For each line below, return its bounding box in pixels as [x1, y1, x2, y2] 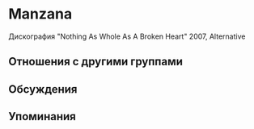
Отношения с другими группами [8, 55, 184, 69]
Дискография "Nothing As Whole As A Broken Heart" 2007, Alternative [8, 31, 246, 41]
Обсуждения [8, 82, 78, 96]
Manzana [8, 5, 73, 23]
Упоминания [8, 110, 77, 123]
